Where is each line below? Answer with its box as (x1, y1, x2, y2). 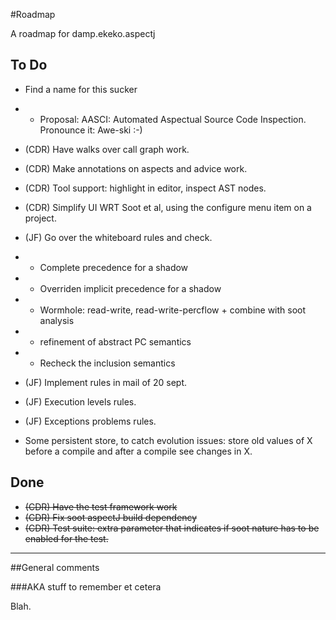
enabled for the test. (24, 532, 109, 544)
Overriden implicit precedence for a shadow (39, 282, 222, 294)
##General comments (10, 561, 100, 573)
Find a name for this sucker (24, 83, 138, 95)
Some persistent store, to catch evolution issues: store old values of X (24, 434, 313, 446)
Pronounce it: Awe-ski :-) (39, 124, 143, 136)
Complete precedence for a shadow (39, 261, 189, 273)
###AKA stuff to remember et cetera (10, 580, 162, 593)
